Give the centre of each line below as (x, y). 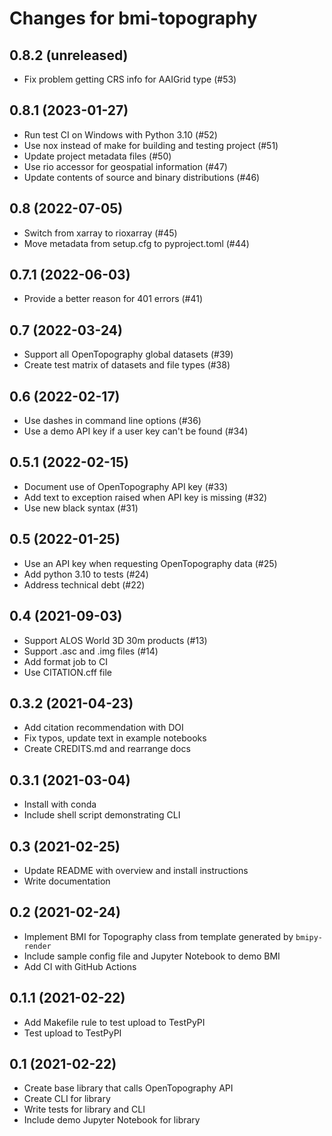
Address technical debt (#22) (84, 584)
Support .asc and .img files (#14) (91, 651)
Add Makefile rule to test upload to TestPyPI (114, 1022)
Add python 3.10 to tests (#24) (86, 574)
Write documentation (67, 881)
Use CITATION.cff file (67, 672)
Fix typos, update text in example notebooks (115, 738)
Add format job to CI (65, 661)
